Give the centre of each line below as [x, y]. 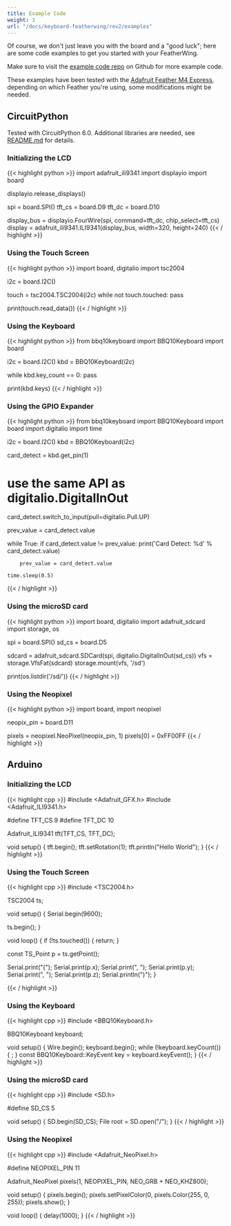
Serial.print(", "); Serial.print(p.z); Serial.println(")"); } [82, 974]
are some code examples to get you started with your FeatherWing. [103, 53]
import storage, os [33, 629]
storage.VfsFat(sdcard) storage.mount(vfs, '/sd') [76, 663]
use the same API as [66, 483]
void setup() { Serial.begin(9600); [55, 914]
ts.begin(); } [24, 927]
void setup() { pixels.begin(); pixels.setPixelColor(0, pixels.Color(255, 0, [109, 1194]
